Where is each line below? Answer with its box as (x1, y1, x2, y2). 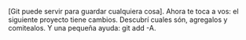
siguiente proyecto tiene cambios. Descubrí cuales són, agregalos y (8, 15, 228, 24)
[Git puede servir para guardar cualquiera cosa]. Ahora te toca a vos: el (8, 7, 239, 16)
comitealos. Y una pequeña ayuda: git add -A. (8, 24, 156, 32)
